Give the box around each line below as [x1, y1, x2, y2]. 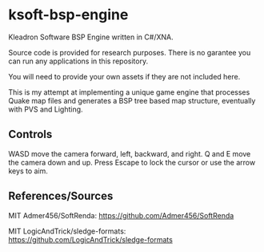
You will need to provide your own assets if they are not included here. [8, 71, 241, 81]
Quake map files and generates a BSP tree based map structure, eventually [8, 96, 256, 105]
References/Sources [8, 189, 114, 203]
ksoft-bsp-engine [8, 6, 129, 24]
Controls [8, 128, 53, 141]
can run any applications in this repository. [8, 56, 149, 66]
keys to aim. [8, 166, 48, 176]
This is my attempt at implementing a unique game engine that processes [8, 87, 250, 97]
